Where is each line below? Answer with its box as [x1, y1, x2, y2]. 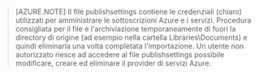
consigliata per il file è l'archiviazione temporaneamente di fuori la [15, 24, 236, 33]
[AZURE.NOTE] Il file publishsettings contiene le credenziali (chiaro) [15, 7, 243, 16]
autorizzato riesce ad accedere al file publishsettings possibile [15, 50, 225, 59]
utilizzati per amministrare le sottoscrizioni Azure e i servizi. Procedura [15, 15, 252, 25]
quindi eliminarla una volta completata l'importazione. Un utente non [15, 41, 244, 51]
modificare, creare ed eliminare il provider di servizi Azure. [15, 58, 212, 68]
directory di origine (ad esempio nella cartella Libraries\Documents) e [15, 32, 248, 42]
